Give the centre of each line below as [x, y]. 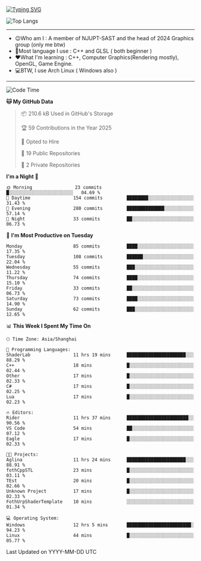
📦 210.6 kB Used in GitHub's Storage [67, 114]
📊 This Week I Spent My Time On [48, 326]
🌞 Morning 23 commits [54, 188]
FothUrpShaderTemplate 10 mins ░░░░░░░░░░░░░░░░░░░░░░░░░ [100, 502]
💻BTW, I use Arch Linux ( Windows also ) [66, 70]
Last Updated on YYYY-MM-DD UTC [51, 552]
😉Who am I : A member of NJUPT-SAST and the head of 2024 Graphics [104, 38]
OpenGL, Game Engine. [44, 64]
